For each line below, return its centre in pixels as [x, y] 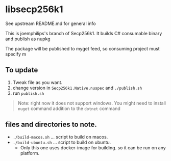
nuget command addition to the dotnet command [69, 109]
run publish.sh [28, 93]
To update [22, 70]
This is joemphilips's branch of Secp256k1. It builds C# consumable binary [84, 33]
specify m [16, 54]
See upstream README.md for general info [51, 23]
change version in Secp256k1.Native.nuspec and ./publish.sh [77, 88]
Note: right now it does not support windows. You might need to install [92, 103]
